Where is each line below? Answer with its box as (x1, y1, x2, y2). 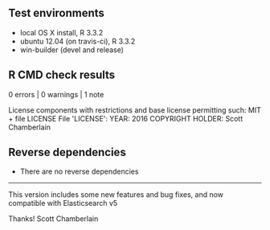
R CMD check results (8, 68, 116, 82)
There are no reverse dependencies (19, 166, 139, 176)
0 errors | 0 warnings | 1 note (8, 89, 104, 99)
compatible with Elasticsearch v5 (8, 199, 118, 208)
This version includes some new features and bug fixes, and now (8, 190, 223, 199)
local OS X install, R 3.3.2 (19, 27, 104, 37)
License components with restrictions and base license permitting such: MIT (8, 105, 261, 115)
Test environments (8, 6, 104, 20)
